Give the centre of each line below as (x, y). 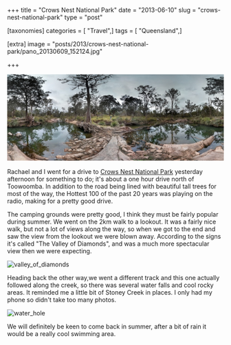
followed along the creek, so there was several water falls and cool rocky (111, 285)
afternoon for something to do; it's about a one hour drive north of (101, 179)
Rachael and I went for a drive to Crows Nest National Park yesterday (105, 171)
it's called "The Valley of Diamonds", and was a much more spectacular (108, 244)
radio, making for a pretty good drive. (60, 201)
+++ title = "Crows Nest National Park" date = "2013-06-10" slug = (102, 10)
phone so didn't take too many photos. (62, 299)
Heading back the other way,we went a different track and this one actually (113, 277)
